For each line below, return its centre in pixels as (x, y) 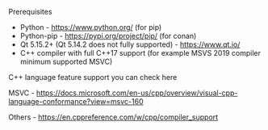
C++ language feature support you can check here (93, 77)
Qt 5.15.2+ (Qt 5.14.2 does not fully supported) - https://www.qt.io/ (130, 44)
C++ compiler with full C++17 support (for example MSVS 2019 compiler (140, 53)
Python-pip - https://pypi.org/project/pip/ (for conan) (108, 36)
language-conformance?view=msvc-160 (76, 101)
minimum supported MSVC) (66, 61)
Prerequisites (30, 12)
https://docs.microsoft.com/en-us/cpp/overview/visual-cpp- (137, 93)
